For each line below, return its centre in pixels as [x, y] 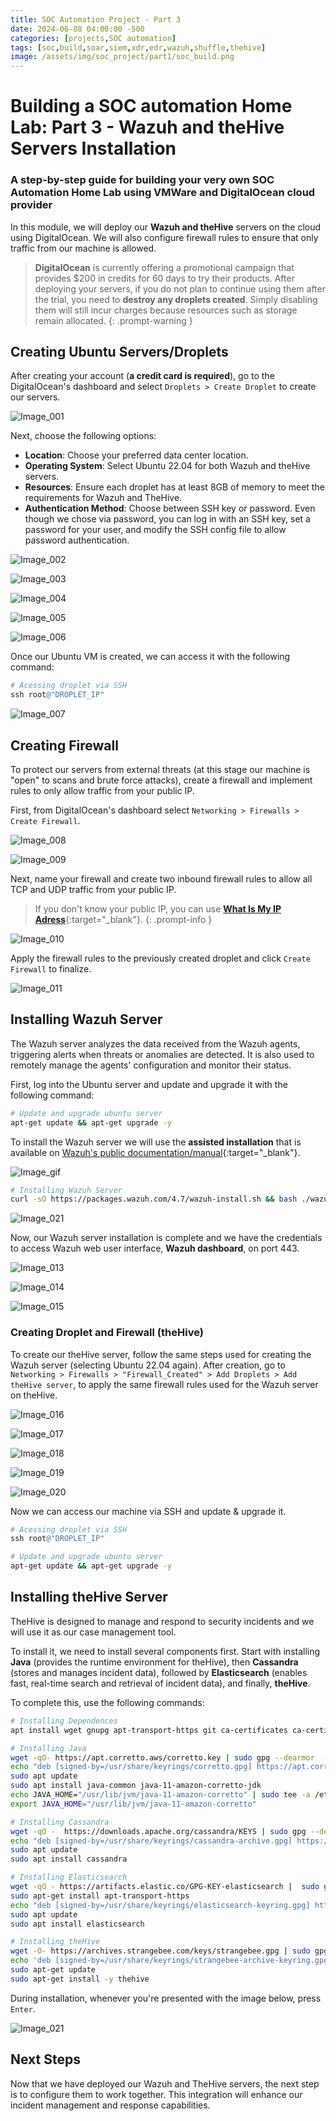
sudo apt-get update [53, 1970]
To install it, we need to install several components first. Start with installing [165, 1651]
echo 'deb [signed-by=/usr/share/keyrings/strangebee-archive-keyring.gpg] [171, 1961]
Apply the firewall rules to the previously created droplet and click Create [160, 958]
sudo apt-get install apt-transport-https [100, 1896]
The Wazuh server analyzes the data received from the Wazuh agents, [155, 1043]
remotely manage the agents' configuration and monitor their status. [151, 1065]
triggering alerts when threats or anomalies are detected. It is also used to [162, 1054]
